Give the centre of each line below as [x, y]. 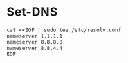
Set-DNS [32, 12]
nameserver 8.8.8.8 [35, 42]
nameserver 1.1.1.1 [35, 36]
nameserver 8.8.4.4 [35, 48]
